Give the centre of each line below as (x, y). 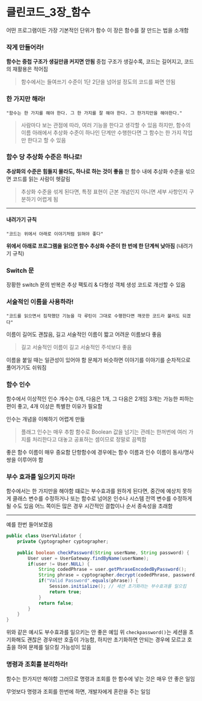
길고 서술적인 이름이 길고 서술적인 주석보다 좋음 (76, 347)
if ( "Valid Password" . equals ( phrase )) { (88, 581)
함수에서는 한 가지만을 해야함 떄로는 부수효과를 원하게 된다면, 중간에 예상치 (94, 491)
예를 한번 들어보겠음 (29, 525)
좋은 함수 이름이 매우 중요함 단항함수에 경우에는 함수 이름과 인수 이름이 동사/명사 (100, 452)
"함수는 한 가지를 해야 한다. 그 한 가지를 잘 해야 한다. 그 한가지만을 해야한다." (94, 113)
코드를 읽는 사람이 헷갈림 (41, 179)
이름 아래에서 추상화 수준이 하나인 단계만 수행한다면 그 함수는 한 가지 (101, 132)
